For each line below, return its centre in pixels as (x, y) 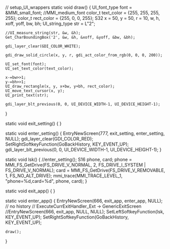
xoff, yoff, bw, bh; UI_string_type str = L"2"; (50, 23)
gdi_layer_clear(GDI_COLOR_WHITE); (43, 46)
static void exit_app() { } (30, 191)
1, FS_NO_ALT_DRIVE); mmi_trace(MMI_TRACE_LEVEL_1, (64, 176)
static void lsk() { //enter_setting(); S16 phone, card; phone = (69, 159)
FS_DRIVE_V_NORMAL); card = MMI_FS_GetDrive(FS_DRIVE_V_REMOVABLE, (85, 170)
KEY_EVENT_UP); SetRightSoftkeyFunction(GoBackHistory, (67, 217)
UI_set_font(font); (26, 64)
